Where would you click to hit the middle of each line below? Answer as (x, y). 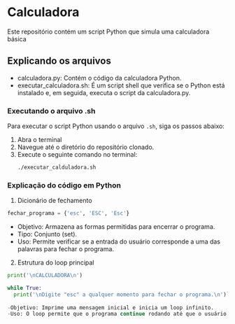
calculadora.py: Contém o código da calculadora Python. (99, 78)
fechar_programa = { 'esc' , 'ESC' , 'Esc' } (69, 213)
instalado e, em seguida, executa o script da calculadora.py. (104, 92)
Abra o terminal (40, 140)
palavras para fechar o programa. (65, 249)
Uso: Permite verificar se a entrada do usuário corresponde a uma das (119, 241)
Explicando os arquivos (59, 61)
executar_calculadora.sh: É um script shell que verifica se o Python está (121, 85)
